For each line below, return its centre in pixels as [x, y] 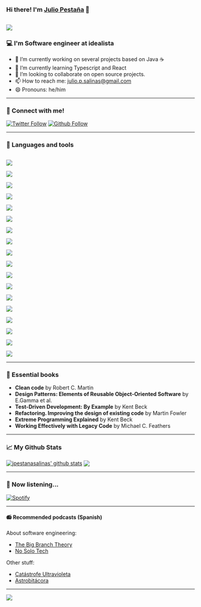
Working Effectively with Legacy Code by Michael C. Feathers [92, 426]
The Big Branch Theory [44, 544]
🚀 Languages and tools [40, 144]
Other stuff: [20, 562]
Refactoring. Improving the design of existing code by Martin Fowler [101, 413]
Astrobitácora [32, 580]
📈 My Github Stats [34, 448]
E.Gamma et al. [33, 400]
